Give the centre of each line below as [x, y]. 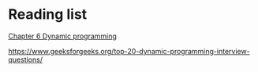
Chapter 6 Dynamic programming [62, 36]
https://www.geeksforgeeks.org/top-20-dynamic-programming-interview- [129, 51]
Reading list [48, 14]
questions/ [26, 59]
